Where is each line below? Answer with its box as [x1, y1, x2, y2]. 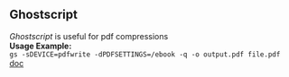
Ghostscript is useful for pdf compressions [9, 30, 169, 41]
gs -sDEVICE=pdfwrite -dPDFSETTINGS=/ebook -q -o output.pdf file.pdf [9, 49, 281, 59]
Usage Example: [9, 40, 72, 51]
